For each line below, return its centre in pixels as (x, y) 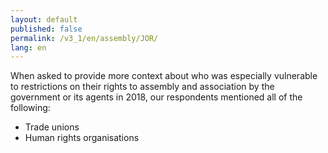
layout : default (44, 19)
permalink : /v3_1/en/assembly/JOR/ (84, 38)
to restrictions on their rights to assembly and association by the (142, 87)
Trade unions (52, 127)
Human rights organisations (82, 138)
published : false (46, 29)
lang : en (28, 47)
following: (30, 108)
